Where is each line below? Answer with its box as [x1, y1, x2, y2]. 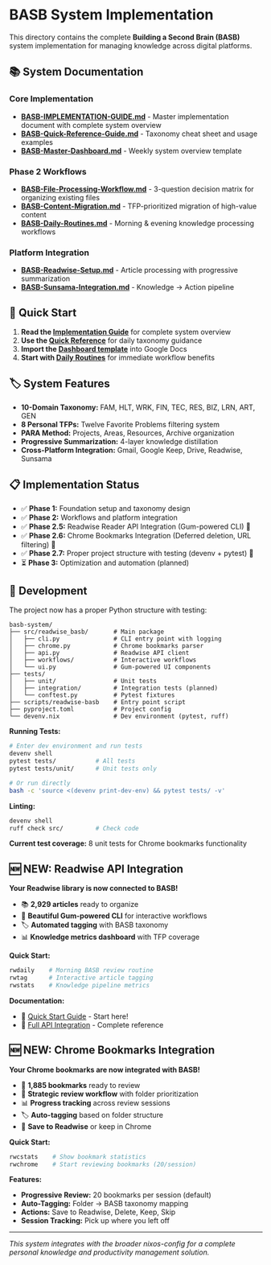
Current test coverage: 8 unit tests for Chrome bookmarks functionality [9, 839, 248, 848]
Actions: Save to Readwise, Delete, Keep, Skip [20, 1207, 176, 1217]
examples [20, 137, 53, 146]
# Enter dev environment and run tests [9, 742, 143, 750]
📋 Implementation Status [9, 478, 140, 492]
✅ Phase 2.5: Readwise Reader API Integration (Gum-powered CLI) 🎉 [20, 521, 252, 531]
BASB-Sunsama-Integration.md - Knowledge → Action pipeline [20, 282, 235, 292]
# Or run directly [9, 779, 71, 787]
